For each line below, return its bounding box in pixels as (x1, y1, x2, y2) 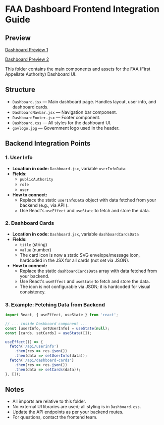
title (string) (19, 241, 48, 247)
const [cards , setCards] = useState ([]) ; (5, 331, 92, 335)
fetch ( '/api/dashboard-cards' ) (9, 358, 74, 363)
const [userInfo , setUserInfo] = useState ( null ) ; (5, 326, 110, 331)
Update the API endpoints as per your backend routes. (12, 409, 124, 415)
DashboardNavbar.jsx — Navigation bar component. (12, 109, 117, 115)
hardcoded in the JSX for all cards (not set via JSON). (19, 257, 130, 263)
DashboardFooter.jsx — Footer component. (12, 114, 101, 120)
